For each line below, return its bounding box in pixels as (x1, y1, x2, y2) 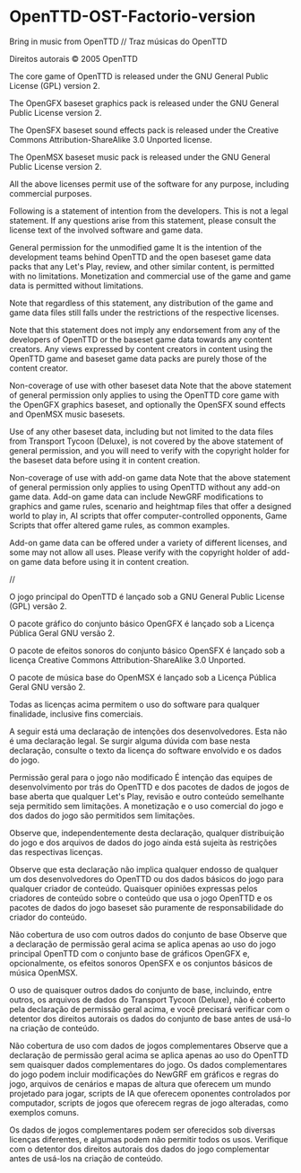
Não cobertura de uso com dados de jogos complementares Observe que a (9, 1040, 288, 1051)
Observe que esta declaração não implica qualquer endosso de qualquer (9, 864, 279, 875)
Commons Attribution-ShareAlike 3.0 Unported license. (9, 134, 213, 145)
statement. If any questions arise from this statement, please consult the (9, 215, 277, 225)
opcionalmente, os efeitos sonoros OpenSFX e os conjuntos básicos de (9, 957, 273, 968)
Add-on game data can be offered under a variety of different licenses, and (9, 537, 288, 548)
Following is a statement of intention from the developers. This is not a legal (9, 205, 288, 216)
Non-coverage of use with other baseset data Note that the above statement (9, 380, 292, 391)
